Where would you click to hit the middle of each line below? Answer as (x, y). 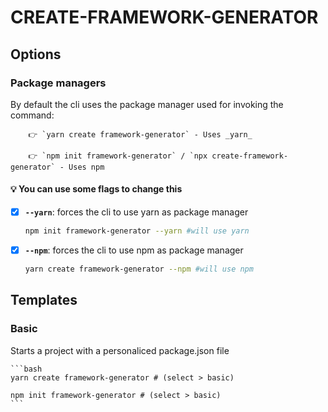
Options (36, 54)
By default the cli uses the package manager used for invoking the (147, 104)
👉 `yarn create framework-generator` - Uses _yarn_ (140, 134)
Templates (44, 300)
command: (32, 115)
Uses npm (86, 167)
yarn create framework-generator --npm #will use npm (139, 269)
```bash (26, 369)
